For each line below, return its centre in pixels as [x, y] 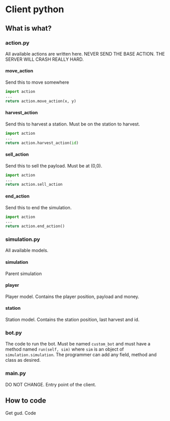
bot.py [14, 333]
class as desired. [23, 360]
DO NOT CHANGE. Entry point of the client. [51, 384]
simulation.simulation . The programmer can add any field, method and [81, 355]
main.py [16, 374]
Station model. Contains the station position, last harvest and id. [72, 319]
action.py [17, 43]
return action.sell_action [34, 185]
